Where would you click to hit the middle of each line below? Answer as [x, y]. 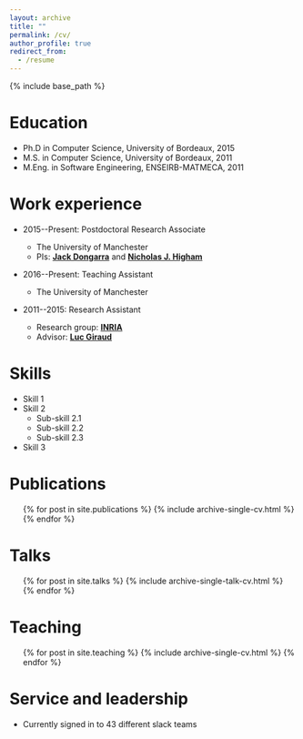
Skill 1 [33, 399]
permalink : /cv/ [40, 35]
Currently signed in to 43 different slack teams [110, 724]
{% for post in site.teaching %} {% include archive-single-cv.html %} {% [159, 653]
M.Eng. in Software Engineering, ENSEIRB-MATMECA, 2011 [133, 167]
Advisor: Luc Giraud [74, 337]
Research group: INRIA [79, 327]
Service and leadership [99, 699]
